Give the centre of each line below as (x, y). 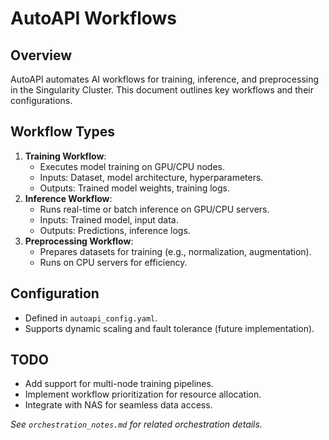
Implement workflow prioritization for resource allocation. (143, 394)
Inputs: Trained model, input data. (109, 219)
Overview (41, 55)
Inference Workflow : (68, 198)
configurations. (41, 100)
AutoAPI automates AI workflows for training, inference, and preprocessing (165, 79)
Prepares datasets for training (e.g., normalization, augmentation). (175, 251)
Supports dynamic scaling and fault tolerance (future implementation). (169, 328)
